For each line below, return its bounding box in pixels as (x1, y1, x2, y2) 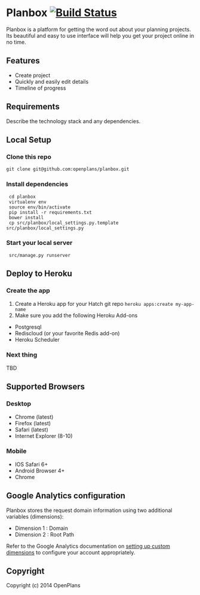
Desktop (6, 400, 32, 408)
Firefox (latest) (14, 419, 51, 427)
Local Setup (6, 134, 52, 145)
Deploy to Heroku (6, 269, 73, 279)
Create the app (6, 287, 51, 295)
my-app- (175, 301, 195, 307)
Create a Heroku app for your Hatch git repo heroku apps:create (14, 300, 173, 307)
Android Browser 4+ (14, 467, 65, 474)
